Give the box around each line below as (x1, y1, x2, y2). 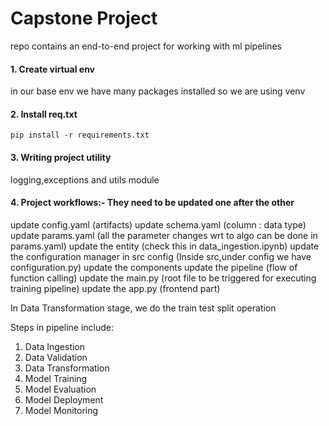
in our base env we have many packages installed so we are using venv (10, 85, 306, 97)
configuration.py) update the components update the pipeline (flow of (10, 261, 298, 273)
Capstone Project (10, 7, 158, 30)
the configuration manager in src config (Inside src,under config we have (10, 250, 312, 262)
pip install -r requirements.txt (10, 130, 150, 141)
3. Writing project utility (10, 151, 112, 163)
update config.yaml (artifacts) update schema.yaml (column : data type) (10, 218, 307, 231)
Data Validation (24, 351, 88, 363)
